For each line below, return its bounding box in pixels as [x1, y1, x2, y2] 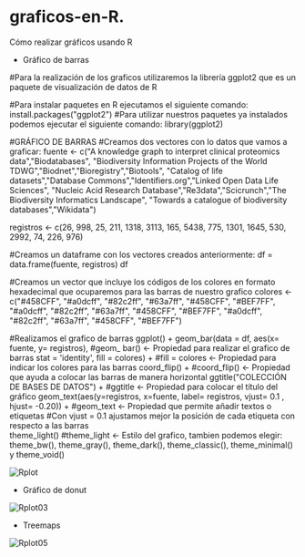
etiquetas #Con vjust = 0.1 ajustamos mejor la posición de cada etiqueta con [9, 410, 296, 421]
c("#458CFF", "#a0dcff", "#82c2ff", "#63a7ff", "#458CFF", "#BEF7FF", [9, 295, 276, 306]
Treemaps [22, 520, 61, 531]
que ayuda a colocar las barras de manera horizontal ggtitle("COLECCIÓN [9, 371, 287, 382]
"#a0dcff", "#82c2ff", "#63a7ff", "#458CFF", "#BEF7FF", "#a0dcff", [9, 305, 263, 316]
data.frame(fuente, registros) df [9, 258, 129, 270]
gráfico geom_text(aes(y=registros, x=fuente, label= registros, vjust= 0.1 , [9, 390, 285, 402]
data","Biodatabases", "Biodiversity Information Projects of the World [9, 155, 268, 166]
